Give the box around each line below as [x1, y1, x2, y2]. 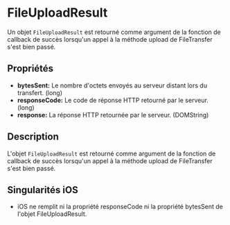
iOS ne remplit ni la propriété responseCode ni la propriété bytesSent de [17, 203, 223, 211]
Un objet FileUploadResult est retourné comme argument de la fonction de [7, 28, 222, 36]
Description [7, 131, 59, 143]
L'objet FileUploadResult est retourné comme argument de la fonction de [7, 149, 216, 158]
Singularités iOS [7, 184, 78, 196]
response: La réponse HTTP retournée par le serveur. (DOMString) [17, 110, 209, 119]
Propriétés [7, 62, 54, 74]
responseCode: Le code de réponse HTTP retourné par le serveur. [17, 96, 209, 104]
